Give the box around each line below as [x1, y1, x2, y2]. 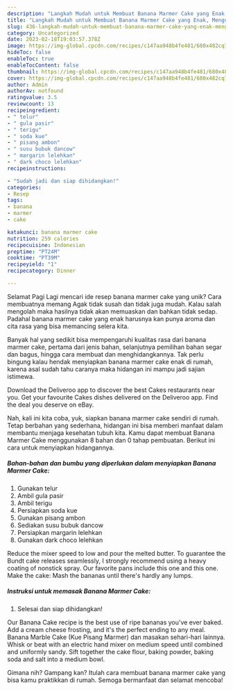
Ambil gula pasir [17, 491, 64, 500]
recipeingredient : [7, 107, 60, 114]
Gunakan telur [17, 484, 58, 493]
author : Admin [7, 81, 49, 88]
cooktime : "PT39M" [7, 255, 60, 262]
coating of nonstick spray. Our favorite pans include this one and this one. [7, 563, 218, 572]
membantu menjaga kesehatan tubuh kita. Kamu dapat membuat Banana [7, 428, 215, 437]
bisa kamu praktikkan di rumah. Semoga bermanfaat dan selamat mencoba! [7, 676, 223, 684]
